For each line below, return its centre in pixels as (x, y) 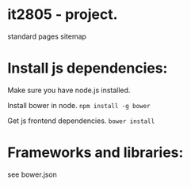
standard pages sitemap (47, 36)
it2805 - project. (63, 15)
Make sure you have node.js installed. (69, 90)
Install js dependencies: (88, 68)
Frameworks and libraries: (95, 153)
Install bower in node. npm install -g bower (79, 105)
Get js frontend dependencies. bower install (81, 121)
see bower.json (32, 174)
